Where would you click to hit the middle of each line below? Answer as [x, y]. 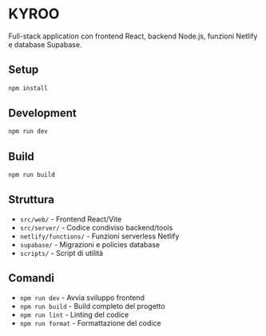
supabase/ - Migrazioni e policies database [90, 244]
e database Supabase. [45, 44]
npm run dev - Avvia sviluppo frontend [82, 298]
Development [43, 113]
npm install [28, 88]
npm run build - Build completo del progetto [92, 306]
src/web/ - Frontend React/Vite [71, 219]
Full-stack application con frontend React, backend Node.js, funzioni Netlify [133, 36]
